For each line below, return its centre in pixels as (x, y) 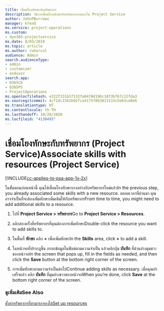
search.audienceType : (27, 60)
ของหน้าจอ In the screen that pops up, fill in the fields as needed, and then (84, 254)
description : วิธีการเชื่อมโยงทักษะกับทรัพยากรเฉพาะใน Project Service (65, 14)
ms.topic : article (24, 46)
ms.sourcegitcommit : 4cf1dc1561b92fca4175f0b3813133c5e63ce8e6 (71, 101)
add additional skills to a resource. (40, 204)
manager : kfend (21, 23)
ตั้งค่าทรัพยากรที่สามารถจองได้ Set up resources (46, 303)
